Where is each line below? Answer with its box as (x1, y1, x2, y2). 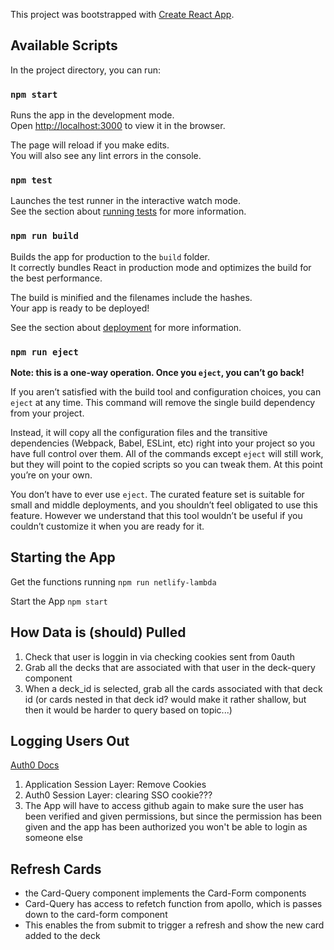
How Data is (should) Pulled (10, 624, 187, 641)
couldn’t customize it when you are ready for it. (10, 520, 205, 532)
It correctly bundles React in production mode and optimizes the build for (10, 261, 312, 273)
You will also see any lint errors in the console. (10, 150, 202, 162)
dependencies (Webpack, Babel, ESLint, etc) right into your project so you (10, 437, 316, 449)
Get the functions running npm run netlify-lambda (10, 575, 217, 588)
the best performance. (10, 272, 103, 284)
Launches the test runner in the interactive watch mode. (10, 195, 242, 207)
